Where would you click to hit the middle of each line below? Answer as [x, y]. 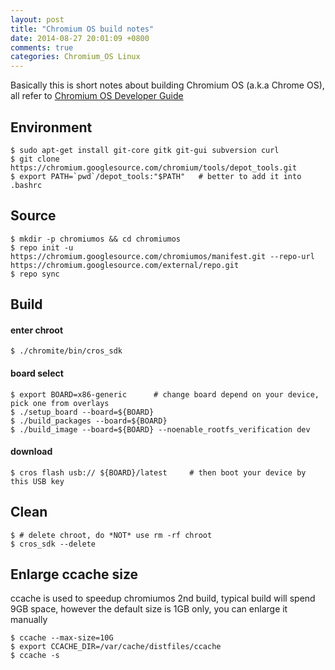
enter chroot [37, 330]
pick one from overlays [60, 403]
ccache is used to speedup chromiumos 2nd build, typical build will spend [163, 598]
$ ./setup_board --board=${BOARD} [82, 412]
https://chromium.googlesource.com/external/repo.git [125, 265]
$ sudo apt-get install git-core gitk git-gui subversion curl [145, 150]
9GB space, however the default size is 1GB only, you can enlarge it [149, 609]
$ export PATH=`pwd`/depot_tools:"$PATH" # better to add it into [156, 176]
